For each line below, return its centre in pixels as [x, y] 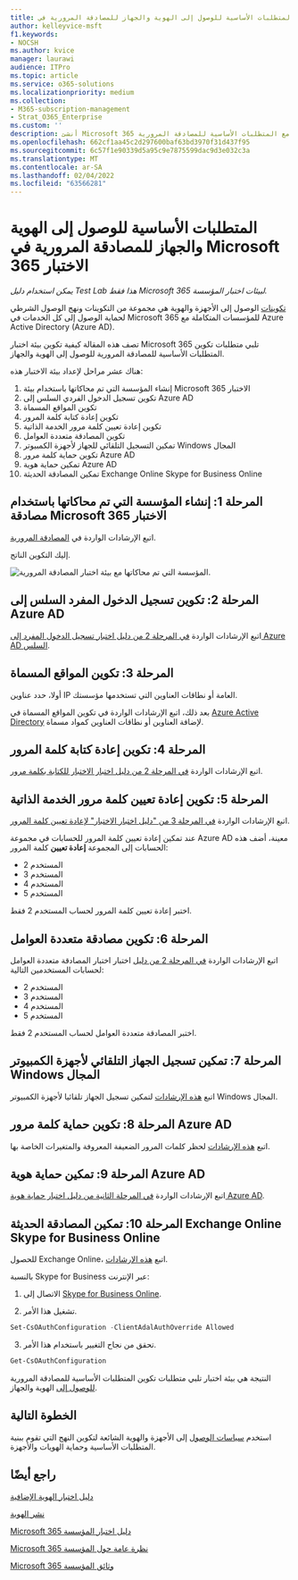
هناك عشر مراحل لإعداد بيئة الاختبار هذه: [77, 371]
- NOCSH [25, 42]
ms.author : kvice [42, 51]
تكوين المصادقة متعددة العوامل [74, 436]
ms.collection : [38, 101]
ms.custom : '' [37, 126]
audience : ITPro [40, 68]
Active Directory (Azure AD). [62, 327]
